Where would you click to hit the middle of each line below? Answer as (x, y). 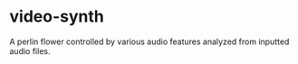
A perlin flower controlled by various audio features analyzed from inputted (149, 41)
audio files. (30, 50)
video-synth (57, 17)
